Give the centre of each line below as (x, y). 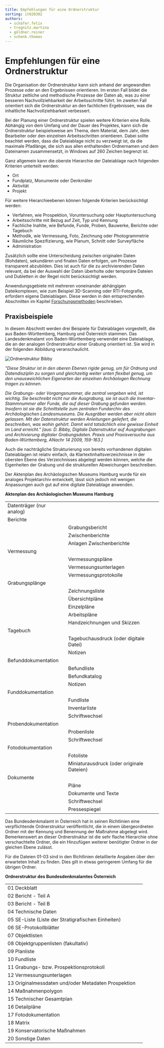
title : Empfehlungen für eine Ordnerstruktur (52, 10)
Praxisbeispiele (29, 317)
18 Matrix (19, 1023)
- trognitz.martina (29, 28)
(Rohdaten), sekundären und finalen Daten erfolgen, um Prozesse (71, 261)
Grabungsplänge (27, 583)
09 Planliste (21, 951)
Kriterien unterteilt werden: (32, 166)
